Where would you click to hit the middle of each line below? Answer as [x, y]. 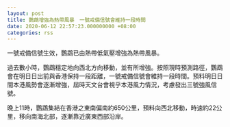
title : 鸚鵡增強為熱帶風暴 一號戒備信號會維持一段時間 [76, 20]
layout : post [26, 13]
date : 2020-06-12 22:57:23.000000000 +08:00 [72, 26]
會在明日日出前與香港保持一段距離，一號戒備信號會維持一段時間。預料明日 [112, 76]
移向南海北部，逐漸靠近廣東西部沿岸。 [73, 117]
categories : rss [30, 33]
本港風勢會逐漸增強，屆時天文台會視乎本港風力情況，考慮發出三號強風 [112, 85]
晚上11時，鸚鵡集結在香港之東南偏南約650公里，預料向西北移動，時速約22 [112, 108]
